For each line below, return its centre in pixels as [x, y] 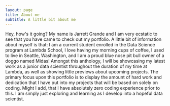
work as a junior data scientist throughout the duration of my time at [76, 66]
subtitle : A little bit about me [41, 19]
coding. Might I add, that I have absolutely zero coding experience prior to [83, 88]
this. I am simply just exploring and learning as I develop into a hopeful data [84, 94]
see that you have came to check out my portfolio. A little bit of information [83, 39]
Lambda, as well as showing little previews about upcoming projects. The [82, 72]
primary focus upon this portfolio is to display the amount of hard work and [83, 77]
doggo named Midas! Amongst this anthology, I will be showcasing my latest [85, 61]
